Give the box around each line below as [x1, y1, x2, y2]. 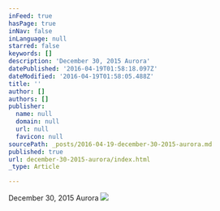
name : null [15, 110, 53, 118]
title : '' [8, 80, 42, 88]
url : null [15, 125, 49, 133]
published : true [8, 148, 63, 156]
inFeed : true [8, 11, 53, 20]
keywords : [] [8, 50, 53, 58]
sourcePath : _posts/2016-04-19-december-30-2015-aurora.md [8, 140, 213, 149]
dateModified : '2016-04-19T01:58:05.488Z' [8, 72, 154, 80]
